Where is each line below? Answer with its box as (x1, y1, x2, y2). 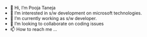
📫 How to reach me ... (10, 26, 57, 32)
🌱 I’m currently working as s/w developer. (10, 15, 97, 21)
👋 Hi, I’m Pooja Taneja (10, 5, 56, 10)
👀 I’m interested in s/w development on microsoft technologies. (10, 10, 142, 16)
